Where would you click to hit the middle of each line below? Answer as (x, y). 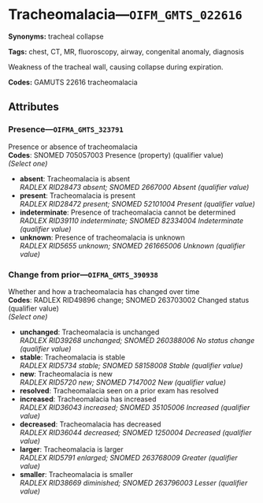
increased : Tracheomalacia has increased (88, 399)
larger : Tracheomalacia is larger (71, 449)
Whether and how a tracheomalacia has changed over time (104, 291)
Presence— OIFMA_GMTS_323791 (66, 129)
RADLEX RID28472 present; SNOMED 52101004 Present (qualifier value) (137, 203)
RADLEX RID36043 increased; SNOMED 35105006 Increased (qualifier (135, 407)
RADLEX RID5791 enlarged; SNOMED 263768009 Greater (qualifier (128, 457)
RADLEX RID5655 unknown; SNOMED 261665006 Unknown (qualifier (132, 245)
